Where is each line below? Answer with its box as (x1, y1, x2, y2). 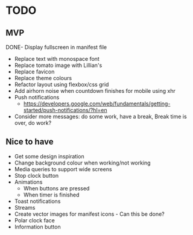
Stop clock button (14, 172, 59, 179)
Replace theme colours (14, 75, 72, 81)
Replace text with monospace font (14, 55, 100, 62)
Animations (14, 178, 43, 186)
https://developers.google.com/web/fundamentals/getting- (23, 100, 171, 107)
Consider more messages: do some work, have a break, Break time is (14, 113, 188, 120)
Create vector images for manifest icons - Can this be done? (14, 210, 165, 218)
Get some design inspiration (14, 152, 85, 160)
